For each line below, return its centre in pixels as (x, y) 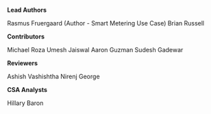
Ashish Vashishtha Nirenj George (54, 76)
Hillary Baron (25, 103)
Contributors (26, 36)
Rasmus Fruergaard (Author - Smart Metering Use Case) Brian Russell (105, 23)
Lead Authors (27, 10)
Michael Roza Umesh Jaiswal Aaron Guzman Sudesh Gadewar (95, 50)
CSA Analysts (27, 90)
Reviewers (23, 63)
